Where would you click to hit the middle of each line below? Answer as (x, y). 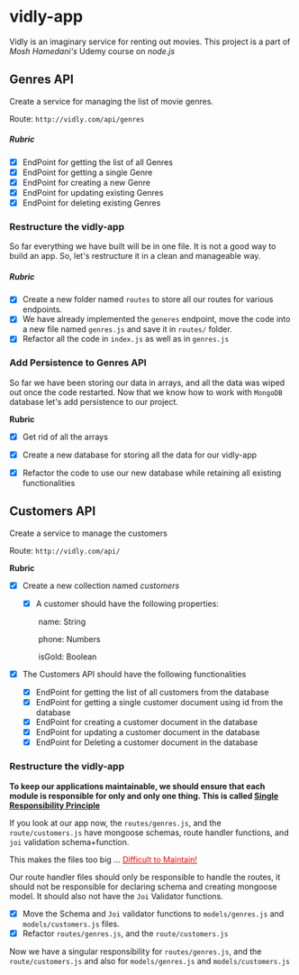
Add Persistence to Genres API (78, 363)
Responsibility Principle (55, 805)
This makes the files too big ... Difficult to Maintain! (104, 860)
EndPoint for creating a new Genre (86, 182)
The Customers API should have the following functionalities (134, 674)
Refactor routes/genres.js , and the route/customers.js (125, 933)
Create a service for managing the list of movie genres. (112, 101)
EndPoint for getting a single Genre (87, 172)
